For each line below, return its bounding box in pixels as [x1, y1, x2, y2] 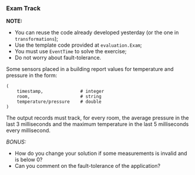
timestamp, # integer [17, 89, 105, 95]
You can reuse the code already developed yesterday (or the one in [14, 29, 179, 36]
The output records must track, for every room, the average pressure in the [6, 114, 189, 122]
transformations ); [14, 35, 58, 43]
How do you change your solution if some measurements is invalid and [14, 150, 187, 157]
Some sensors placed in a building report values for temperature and [6, 66, 174, 73]
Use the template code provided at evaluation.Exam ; [14, 41, 142, 48]
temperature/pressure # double [17, 99, 102, 105]
